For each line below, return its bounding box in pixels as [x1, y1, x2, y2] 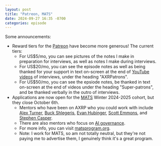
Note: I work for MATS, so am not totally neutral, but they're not [19, 131, 146, 136]
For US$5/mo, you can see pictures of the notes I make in [19, 54, 134, 59]
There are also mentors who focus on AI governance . [19, 120, 126, 126]
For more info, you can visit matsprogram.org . [19, 125, 111, 131]
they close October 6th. [12, 100, 59, 105]
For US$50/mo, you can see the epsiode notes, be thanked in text [19, 79, 151, 85]
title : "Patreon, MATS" [5, 12, 53, 16]
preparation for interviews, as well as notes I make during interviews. [19, 58, 157, 64]
